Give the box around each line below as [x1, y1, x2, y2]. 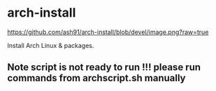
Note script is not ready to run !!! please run [7, 61, 201, 74]
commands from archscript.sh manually [7, 72, 187, 84]
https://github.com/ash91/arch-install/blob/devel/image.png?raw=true [7, 28, 209, 36]
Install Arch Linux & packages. [7, 41, 94, 49]
